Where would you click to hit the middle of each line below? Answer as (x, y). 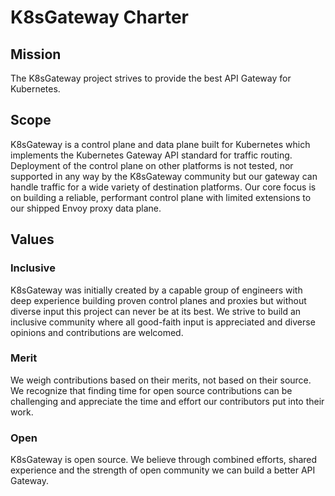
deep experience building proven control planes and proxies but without (158, 300)
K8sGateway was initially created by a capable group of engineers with (156, 290)
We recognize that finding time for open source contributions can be (151, 390)
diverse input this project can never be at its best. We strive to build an (156, 311)
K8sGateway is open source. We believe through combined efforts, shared (164, 460)
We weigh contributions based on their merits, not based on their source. (161, 380)
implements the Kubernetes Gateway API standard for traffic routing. (151, 155)
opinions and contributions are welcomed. (97, 332)
